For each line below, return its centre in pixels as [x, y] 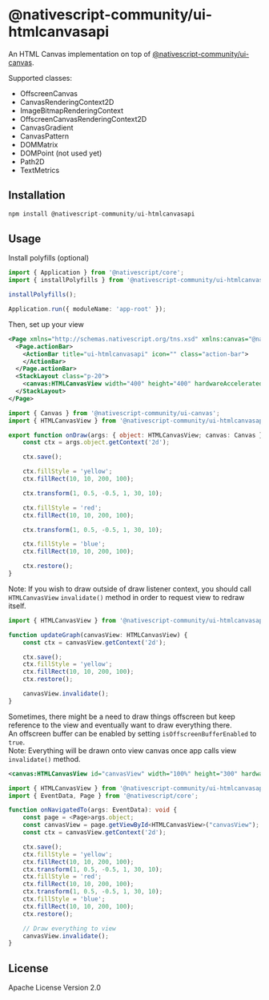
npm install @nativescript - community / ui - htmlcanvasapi [102, 214]
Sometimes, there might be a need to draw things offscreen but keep [122, 716]
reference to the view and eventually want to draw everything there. [120, 725]
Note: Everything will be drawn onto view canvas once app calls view [122, 750]
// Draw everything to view [69, 928]
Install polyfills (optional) [49, 258]
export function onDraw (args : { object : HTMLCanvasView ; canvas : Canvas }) [137, 435]
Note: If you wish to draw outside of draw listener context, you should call [130, 589]
